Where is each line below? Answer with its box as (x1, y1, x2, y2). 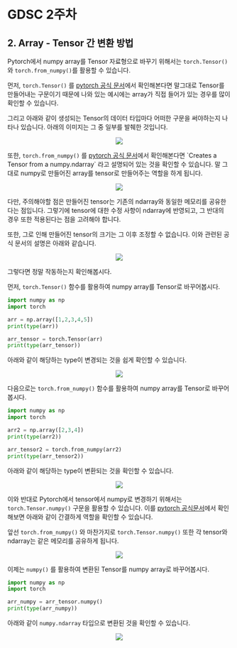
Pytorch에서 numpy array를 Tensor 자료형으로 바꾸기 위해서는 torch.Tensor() (7, 57, 228, 65)
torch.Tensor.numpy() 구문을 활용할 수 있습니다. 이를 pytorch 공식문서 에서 (7, 503, 216, 512)
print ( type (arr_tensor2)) (7, 452, 84, 460)
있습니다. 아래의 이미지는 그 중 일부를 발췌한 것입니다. (20, 123, 168, 131)
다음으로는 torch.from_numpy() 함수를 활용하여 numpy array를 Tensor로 (7, 384, 211, 392)
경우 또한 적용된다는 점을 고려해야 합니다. (7, 215, 121, 224)
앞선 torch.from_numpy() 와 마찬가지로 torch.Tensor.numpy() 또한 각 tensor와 (7, 527, 228, 536)
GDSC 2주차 (7, 6, 77, 23)
